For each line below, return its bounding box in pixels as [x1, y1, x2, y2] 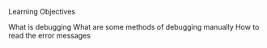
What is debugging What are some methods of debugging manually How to [8, 22, 260, 31]
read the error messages [8, 31, 91, 40]
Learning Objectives [8, 7, 75, 16]
